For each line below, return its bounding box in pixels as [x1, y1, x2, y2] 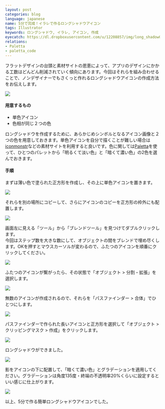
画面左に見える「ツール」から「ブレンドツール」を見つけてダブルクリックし [5, 225, 160, 231]
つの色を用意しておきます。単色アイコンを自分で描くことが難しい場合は [5, 137, 151, 143]
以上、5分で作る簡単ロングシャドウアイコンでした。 [5, 398, 111, 404]
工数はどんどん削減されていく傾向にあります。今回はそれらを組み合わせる [9, 68, 160, 74]
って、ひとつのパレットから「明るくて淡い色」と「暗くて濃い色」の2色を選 [5, 149, 158, 155]
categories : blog [5, 12, 41, 17]
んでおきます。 [5, 156, 35, 161]
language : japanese [5, 16, 45, 21]
